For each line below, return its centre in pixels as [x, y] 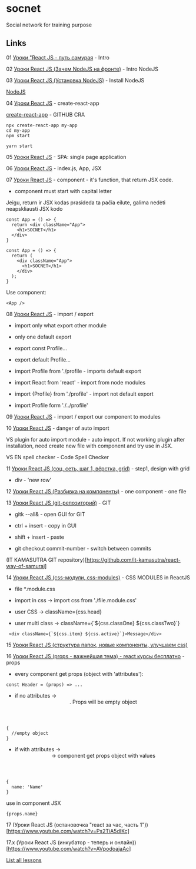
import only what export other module [61, 325]
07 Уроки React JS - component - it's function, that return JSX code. [90, 180]
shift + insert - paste [39, 537]
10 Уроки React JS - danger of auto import [58, 428]
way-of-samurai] [26, 566]
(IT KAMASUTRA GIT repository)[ [46, 560]
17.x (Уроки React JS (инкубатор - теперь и [60, 842]
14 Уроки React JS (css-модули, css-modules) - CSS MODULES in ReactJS [98, 577]
